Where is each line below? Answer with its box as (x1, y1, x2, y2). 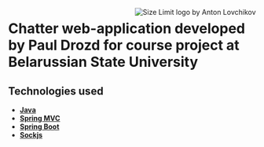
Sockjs (19, 130, 43, 139)
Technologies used (8, 84, 104, 97)
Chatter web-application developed (8, 20, 246, 38)
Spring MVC (19, 114, 60, 123)
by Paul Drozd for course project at (8, 36, 240, 54)
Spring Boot (19, 122, 60, 131)
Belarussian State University (8, 53, 199, 71)
